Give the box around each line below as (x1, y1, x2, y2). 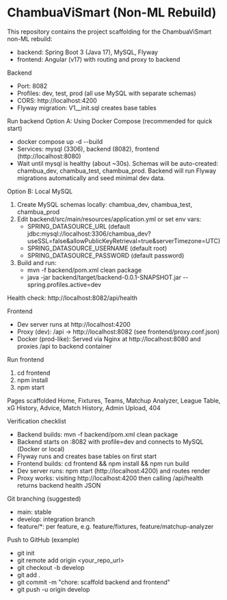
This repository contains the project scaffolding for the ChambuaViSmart (7, 27, 212, 36)
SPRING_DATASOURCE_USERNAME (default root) (27, 244, 168, 252)
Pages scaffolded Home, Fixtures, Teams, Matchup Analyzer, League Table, (7, 396, 221, 405)
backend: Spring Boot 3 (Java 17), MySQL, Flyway (16, 48, 159, 56)
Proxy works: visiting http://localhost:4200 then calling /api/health (16, 474, 204, 482)
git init (16, 549, 35, 557)
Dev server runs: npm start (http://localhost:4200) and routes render (16, 466, 211, 475)
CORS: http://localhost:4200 (16, 96, 97, 104)
